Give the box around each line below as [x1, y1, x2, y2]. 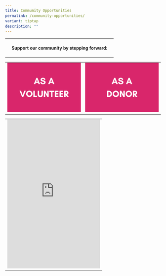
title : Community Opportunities [5, 8, 72, 13]
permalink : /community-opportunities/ [5, 13, 85, 18]
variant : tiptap [5, 18, 39, 23]
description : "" [5, 24, 39, 29]
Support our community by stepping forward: [11, 45, 108, 51]
